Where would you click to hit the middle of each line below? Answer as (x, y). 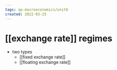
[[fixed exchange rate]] (42, 57)
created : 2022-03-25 (26, 14)
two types (22, 52)
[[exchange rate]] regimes (59, 38)
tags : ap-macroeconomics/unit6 (37, 10)
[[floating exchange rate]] (45, 62)
